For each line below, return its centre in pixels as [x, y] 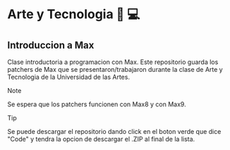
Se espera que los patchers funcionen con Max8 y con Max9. [97, 104]
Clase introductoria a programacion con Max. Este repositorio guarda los [113, 62]
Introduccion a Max [51, 45]
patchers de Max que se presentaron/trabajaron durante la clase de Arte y [115, 69]
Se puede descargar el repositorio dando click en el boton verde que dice [114, 131]
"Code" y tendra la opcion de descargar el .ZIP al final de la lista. [101, 139]
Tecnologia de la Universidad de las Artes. [69, 77]
